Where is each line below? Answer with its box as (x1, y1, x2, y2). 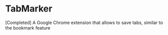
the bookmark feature (5, 24, 51, 30)
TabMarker (5, 3, 53, 14)
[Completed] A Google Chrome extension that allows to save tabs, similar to (5, 19, 163, 25)
